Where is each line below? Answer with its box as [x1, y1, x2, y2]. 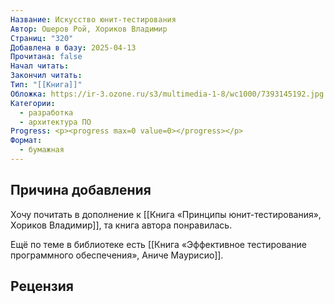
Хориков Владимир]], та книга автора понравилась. [10, 219, 233, 231]
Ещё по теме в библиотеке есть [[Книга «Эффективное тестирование [10, 238, 307, 250]
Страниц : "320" [10, 33, 74, 43]
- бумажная [19, 145, 65, 155]
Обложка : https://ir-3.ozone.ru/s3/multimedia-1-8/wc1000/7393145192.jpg [10, 89, 325, 99]
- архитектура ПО [19, 117, 92, 127]
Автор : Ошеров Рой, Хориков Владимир [10, 24, 168, 34]
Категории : [10, 98, 56, 108]
